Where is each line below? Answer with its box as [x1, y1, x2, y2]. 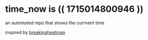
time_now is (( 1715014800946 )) [5, 3, 144, 15]
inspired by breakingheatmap [5, 29, 66, 35]
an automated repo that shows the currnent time [5, 20, 105, 26]
